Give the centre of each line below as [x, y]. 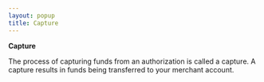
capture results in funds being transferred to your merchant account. [121, 69]
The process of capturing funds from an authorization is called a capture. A [132, 61]
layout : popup [32, 16]
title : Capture [33, 23]
